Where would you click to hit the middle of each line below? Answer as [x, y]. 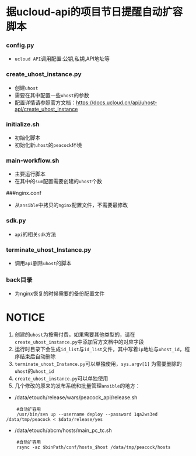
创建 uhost [26, 88]
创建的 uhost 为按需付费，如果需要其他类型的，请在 [75, 335]
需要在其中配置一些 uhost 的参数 [52, 95]
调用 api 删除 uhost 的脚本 [43, 263]
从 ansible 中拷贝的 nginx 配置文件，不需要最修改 [71, 205]
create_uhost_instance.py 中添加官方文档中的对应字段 [79, 342]
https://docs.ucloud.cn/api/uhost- [116, 102]
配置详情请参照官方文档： [45, 102]
